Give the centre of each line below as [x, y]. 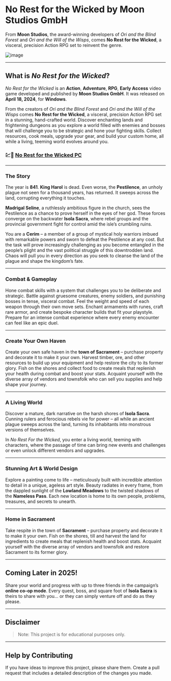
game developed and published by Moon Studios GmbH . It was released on [85, 93]
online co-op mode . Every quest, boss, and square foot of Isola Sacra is [81, 591]
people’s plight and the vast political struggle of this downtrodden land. [80, 250]
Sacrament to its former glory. [37, 552]
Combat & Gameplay [31, 279]
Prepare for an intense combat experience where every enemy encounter [82, 317]
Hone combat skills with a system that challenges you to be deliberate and [83, 290]
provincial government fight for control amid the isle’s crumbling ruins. [79, 224]
